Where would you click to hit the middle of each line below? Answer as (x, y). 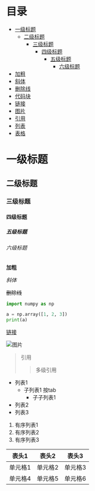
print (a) (17, 320)
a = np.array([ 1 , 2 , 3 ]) (37, 314)
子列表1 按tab (40, 390)
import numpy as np (30, 304)
